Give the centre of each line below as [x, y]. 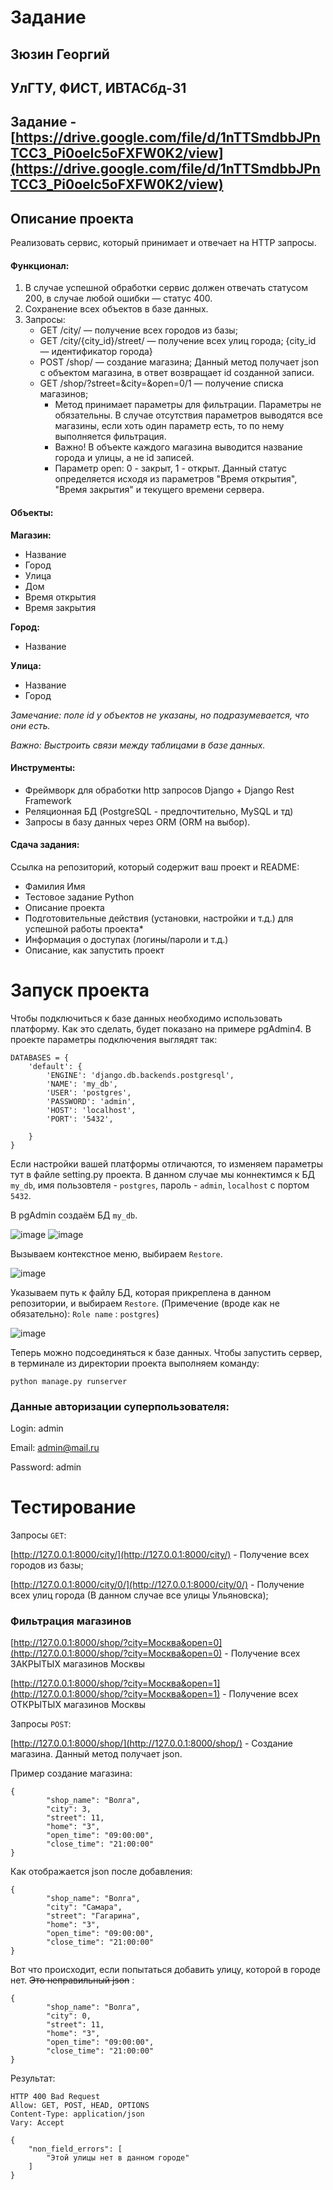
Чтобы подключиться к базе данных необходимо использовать [146, 1018]
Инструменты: [43, 768]
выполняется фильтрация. [110, 437]
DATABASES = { [40, 1057]
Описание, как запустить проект [94, 950]
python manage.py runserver [69, 1381]
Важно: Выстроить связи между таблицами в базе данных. [138, 745]
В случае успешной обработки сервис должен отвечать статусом [166, 288]
